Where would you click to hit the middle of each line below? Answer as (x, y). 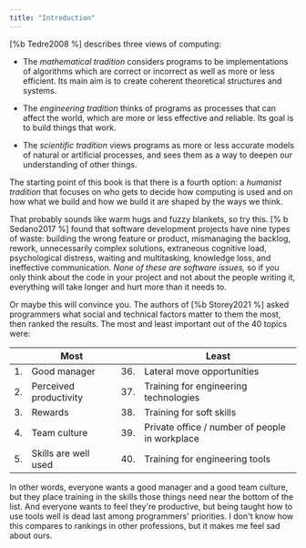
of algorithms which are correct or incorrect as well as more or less (148, 71)
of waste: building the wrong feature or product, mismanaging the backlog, (150, 238)
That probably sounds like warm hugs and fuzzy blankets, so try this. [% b (149, 218)
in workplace (172, 438)
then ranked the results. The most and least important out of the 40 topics (148, 323)
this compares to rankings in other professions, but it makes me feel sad (145, 525)
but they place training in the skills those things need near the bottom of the (152, 496)
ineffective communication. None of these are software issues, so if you (144, 267)
